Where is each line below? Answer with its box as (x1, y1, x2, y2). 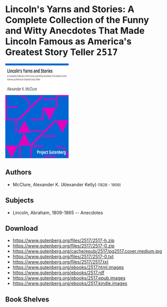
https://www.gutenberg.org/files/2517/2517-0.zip (12, 243, 115, 249)
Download (5, 224, 38, 233)
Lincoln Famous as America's (5, 36, 132, 47)
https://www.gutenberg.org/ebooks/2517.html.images (12, 264, 124, 271)
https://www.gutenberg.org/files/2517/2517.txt (12, 259, 109, 265)
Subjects (5, 196, 34, 205)
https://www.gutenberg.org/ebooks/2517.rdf (12, 270, 105, 276)
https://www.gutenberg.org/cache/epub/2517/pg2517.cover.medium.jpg (12, 248, 162, 254)
